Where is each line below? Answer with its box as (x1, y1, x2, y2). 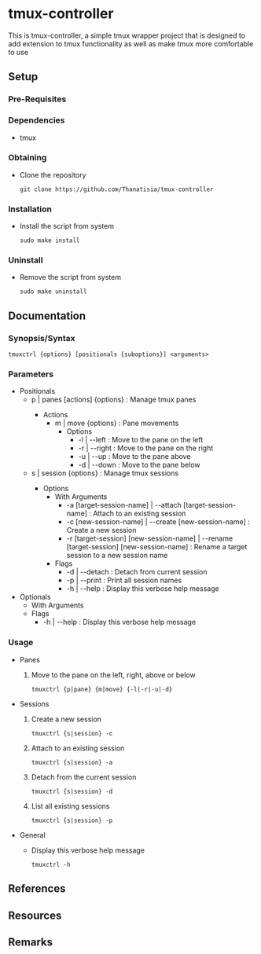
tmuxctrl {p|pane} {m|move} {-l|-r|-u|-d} (31, 685, 173, 693)
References (8, 882, 66, 896)
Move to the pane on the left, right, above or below (31, 670, 196, 680)
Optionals (19, 593, 51, 602)
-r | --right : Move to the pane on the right (78, 443, 214, 453)
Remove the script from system (19, 273, 122, 282)
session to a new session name (66, 551, 168, 560)
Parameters (8, 369, 53, 380)
